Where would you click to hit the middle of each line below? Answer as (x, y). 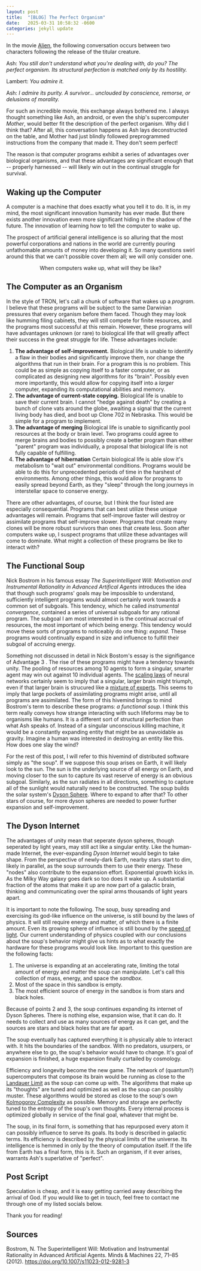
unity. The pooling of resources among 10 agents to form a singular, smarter (100, 668)
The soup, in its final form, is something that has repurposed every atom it (97, 1126)
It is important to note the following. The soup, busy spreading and (88, 909)
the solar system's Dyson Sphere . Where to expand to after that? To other (97, 794)
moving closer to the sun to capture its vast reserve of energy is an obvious (99, 775)
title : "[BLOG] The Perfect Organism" (56, 17)
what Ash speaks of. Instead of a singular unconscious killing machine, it (96, 726)
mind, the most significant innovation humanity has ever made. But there (95, 213)
